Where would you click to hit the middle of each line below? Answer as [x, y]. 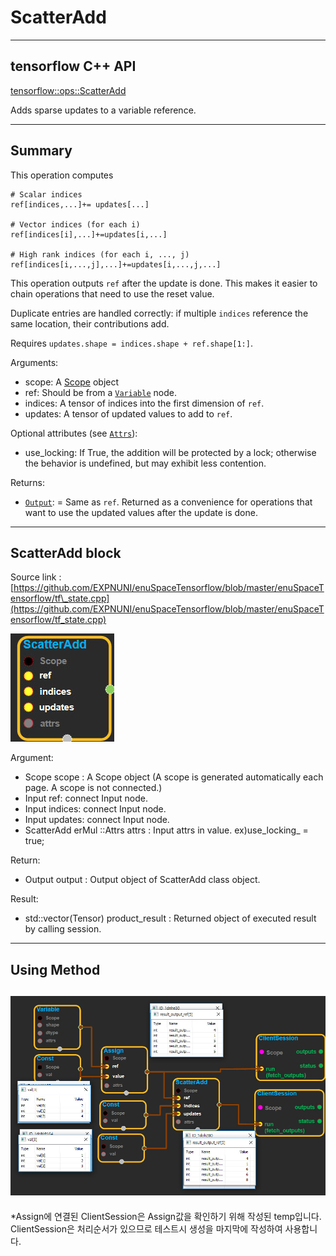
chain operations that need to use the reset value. [112, 293]
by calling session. [63, 929]
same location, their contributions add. [90, 323]
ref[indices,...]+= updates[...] [80, 204]
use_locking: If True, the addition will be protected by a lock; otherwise [170, 452]
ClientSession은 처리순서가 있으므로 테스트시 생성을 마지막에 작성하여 [146, 1228]
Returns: [28, 482]
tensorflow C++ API [73, 66]
